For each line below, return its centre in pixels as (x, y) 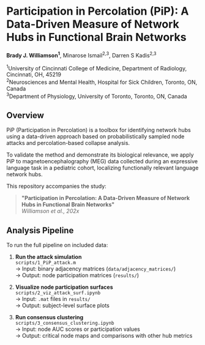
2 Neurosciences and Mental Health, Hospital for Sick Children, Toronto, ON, (102, 82)
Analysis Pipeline (40, 230)
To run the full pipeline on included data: (57, 245)
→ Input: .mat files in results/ (53, 299)
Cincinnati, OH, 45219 (34, 75)
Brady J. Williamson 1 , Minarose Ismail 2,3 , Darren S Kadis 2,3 (81, 54)
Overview (25, 115)
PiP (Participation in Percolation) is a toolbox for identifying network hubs (99, 130)
